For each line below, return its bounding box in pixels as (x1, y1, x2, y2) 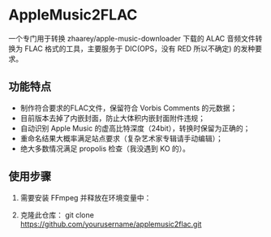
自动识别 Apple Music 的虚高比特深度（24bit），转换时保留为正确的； (19, 123, 251, 133)
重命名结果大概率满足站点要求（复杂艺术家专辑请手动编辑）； (19, 133, 223, 143)
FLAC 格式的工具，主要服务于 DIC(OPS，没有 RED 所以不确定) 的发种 (24, 43, 256, 54)
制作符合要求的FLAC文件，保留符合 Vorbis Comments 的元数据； (19, 103, 238, 113)
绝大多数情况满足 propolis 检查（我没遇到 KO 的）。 (19, 144, 191, 153)
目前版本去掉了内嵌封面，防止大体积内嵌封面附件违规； (19, 113, 205, 123)
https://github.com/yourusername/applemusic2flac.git (19, 219, 202, 229)
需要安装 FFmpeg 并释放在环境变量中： (19, 192, 152, 202)
